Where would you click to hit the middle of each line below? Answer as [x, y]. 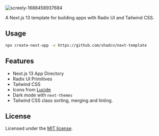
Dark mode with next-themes [43, 95]
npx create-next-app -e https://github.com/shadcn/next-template [76, 45]
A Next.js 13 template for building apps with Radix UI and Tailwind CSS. [80, 18]
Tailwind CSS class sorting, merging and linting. [63, 100]
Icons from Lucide [32, 89]
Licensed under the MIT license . [39, 128]
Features [20, 61]
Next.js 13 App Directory [38, 73]
